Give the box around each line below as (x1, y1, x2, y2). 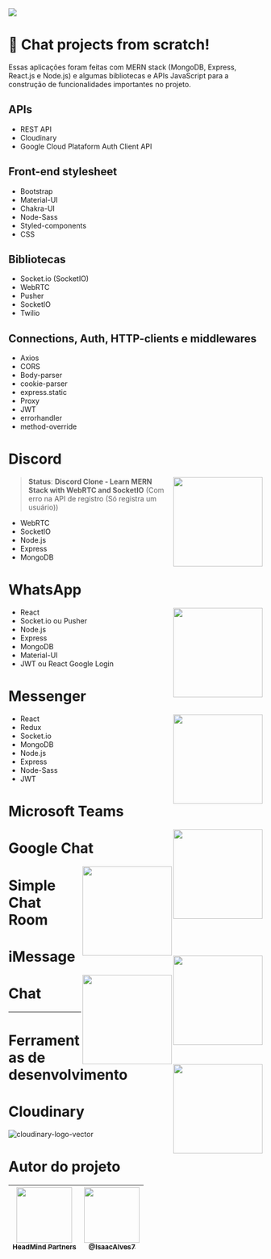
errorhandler (19, 413, 63, 423)
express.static (19, 388, 67, 397)
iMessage (8, 947, 76, 966)
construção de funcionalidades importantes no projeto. (8, 79, 191, 89)
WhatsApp (8, 581, 82, 599)
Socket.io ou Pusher (19, 616, 87, 626)
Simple (8, 876, 56, 895)
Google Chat (8, 839, 94, 858)
